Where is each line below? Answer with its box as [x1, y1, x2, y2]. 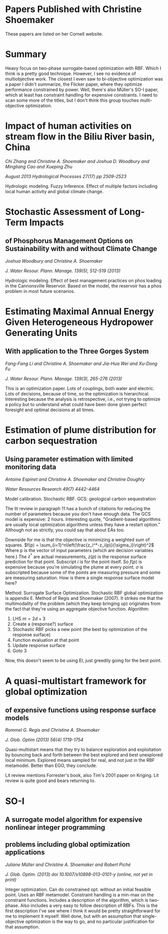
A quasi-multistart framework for [5, 675, 146, 686]
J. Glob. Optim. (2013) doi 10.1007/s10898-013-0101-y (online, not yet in [5, 871, 153, 877]
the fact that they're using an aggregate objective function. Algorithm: [5, 606, 149, 612]
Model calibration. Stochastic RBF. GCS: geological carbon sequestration [5, 496, 156, 502]
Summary [5, 49, 47, 60]
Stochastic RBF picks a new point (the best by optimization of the [12, 627, 148, 633]
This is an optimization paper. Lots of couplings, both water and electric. [5, 385, 154, 391]
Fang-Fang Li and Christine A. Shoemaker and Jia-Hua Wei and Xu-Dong [5, 360, 158, 366]
